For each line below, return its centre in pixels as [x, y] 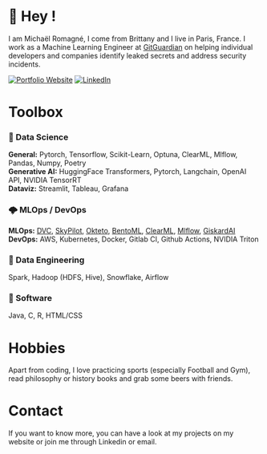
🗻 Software [30, 298]
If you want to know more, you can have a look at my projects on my [121, 433]
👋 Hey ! [32, 16]
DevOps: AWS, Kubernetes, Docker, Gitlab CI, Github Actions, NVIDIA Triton [133, 239]
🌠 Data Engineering [47, 260]
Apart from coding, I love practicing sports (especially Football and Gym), [129, 370]
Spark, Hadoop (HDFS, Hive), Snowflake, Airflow [89, 278]
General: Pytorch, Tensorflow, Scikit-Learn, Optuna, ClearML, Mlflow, [123, 155]
